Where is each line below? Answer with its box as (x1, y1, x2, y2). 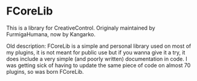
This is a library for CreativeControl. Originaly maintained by (6, 24, 155, 31)
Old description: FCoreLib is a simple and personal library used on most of (6, 42, 192, 50)
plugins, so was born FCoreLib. (6, 68, 84, 75)
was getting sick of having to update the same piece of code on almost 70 (6, 62, 191, 69)
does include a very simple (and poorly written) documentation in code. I (6, 55, 187, 62)
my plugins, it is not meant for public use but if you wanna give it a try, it (6, 48, 186, 56)
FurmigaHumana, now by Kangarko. (6, 30, 95, 37)
